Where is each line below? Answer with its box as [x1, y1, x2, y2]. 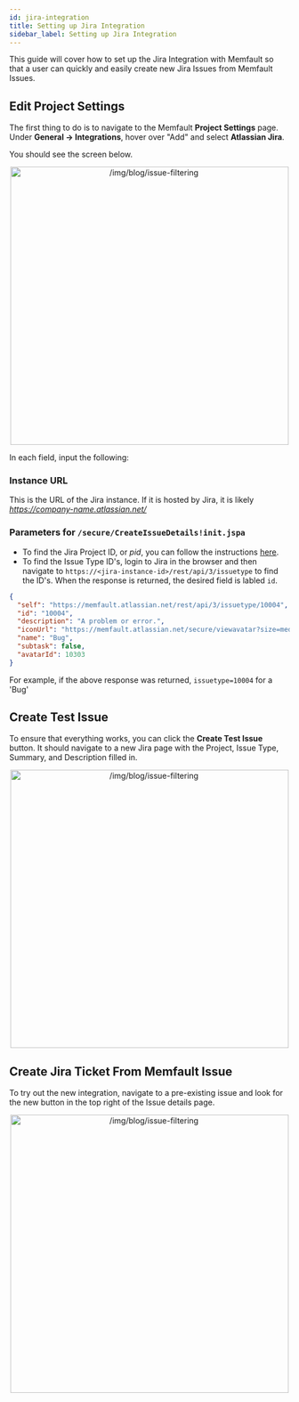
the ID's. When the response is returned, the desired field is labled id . [21, 575, 278, 586]
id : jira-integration [9, 12, 90, 22]
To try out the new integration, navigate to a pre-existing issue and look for [9, 1088, 283, 1098]
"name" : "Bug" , [17, 634, 74, 643]
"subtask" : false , [17, 642, 86, 651]
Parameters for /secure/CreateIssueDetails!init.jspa [9, 526, 246, 539]
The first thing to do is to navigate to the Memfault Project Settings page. [9, 122, 279, 134]
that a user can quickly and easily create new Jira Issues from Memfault [9, 63, 273, 74]
